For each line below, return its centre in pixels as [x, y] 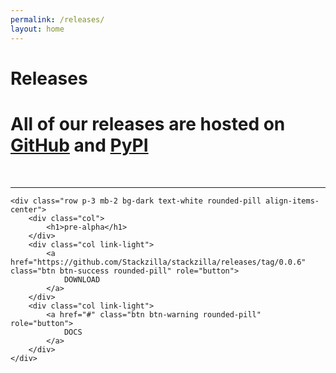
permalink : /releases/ [57, 19]
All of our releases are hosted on [148, 123]
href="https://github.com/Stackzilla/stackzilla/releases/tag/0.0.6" [158, 262]
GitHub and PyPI [79, 145]
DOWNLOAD [82, 279]
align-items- [292, 201]
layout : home [37, 29]
